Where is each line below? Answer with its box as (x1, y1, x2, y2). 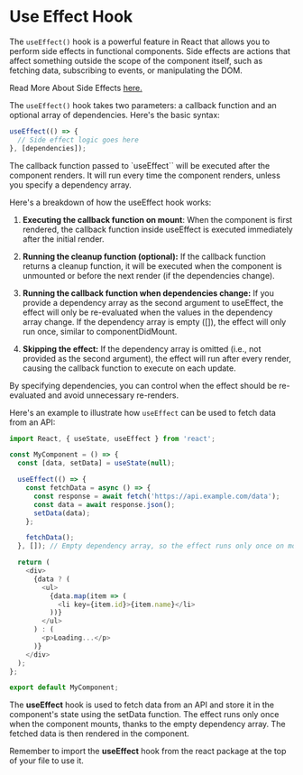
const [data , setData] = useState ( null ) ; (17, 458, 176, 468)
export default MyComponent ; (9, 683, 119, 692)
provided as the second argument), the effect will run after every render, (22, 353, 291, 364)
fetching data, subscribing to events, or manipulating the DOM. (9, 65, 243, 76)
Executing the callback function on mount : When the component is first (22, 214, 293, 225)
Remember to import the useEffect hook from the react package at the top (9, 746, 287, 757)
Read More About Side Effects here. (9, 82, 142, 93)
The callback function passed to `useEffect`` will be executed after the (9, 160, 271, 171)
